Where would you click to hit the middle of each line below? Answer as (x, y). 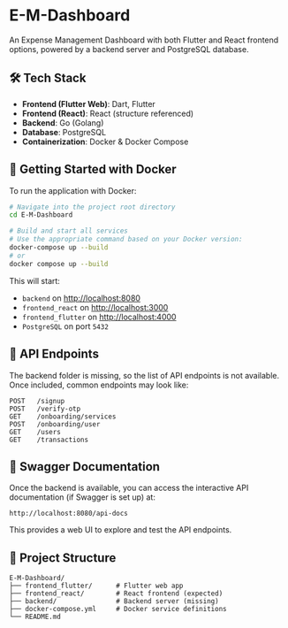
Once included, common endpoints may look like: (99, 385)
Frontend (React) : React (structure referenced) (108, 113)
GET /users (35, 432)
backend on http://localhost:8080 (81, 298)
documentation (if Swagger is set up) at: (83, 497)
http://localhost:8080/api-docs (68, 514)
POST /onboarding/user (55, 424)
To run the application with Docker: (73, 190)
